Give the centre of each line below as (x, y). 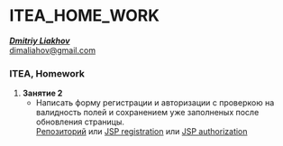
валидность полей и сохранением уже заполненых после (147, 113)
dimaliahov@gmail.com (53, 50)
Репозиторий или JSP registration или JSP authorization (141, 132)
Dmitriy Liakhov (40, 41)
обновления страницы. (80, 122)
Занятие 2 (42, 93)
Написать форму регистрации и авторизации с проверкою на (155, 103)
